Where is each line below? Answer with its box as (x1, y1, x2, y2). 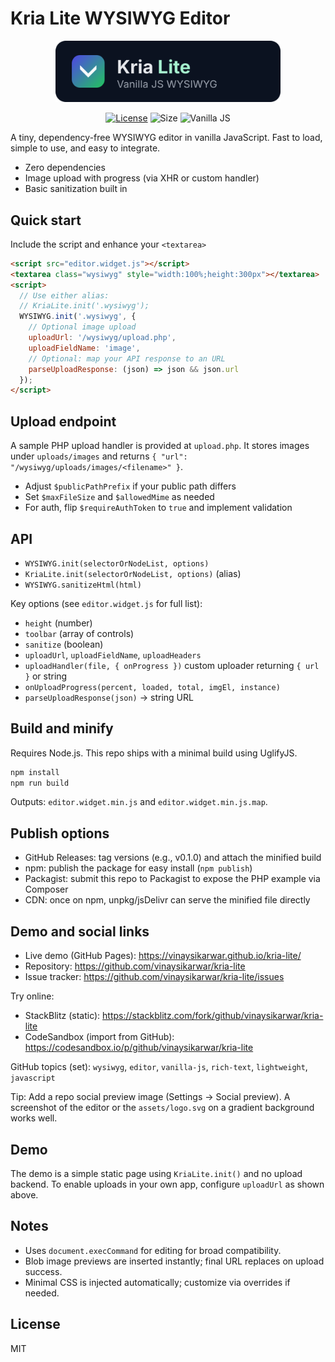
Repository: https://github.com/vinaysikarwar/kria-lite (24, 960, 246, 972)
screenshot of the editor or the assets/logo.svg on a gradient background (10, 1102, 315, 1114)
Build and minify (10, 720, 114, 737)
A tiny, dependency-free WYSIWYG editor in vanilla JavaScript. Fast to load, (10, 132, 323, 144)
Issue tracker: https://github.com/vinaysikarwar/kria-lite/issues (24, 971, 285, 983)
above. (10, 1188, 39, 1201)
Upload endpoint (10, 413, 117, 430)
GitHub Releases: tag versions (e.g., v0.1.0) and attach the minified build (24, 852, 322, 864)
